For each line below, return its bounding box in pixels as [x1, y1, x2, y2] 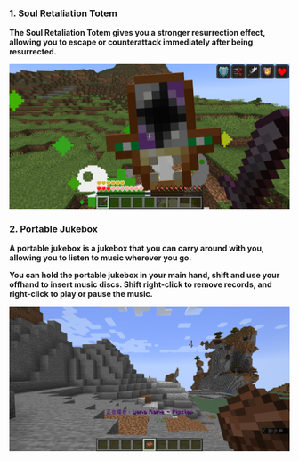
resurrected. [9, 46, 57, 57]
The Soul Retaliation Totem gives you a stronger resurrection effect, [9, 28, 265, 38]
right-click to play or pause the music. [9, 289, 153, 300]
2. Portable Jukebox [9, 223, 98, 235]
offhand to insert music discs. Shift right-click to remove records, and [9, 279, 273, 290]
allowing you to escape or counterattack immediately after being [9, 37, 254, 47]
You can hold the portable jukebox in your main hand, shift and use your [9, 270, 280, 281]
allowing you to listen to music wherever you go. [9, 252, 192, 263]
